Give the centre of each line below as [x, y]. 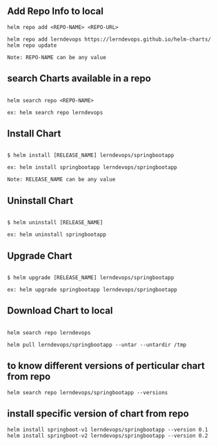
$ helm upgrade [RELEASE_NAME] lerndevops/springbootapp [91, 278]
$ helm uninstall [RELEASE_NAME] [55, 223]
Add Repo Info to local [55, 11]
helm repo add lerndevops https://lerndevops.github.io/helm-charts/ [109, 39]
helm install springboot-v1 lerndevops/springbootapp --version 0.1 [108, 429]
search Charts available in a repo [79, 79]
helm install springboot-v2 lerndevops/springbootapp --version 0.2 [108, 436]
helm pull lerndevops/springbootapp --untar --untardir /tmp [97, 345]
